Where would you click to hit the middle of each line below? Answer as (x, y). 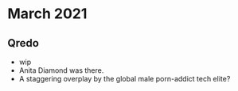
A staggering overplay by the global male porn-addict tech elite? (125, 79)
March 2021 (47, 14)
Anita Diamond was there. (61, 70)
